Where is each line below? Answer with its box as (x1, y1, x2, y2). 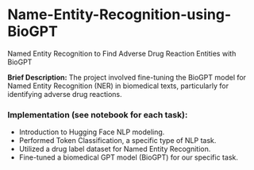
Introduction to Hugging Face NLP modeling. (18, 127, 165, 137)
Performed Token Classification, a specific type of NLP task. (18, 136, 217, 145)
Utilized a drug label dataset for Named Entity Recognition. (18, 145, 211, 154)
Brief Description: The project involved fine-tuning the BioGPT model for (7, 72, 247, 82)
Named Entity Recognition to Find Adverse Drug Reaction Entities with (7, 48, 237, 58)
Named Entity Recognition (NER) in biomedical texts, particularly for (7, 81, 229, 91)
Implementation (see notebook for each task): (7, 109, 188, 120)
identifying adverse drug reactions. (7, 89, 122, 99)
